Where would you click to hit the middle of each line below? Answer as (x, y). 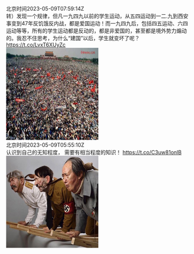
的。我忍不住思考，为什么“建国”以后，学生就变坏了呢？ (73, 38)
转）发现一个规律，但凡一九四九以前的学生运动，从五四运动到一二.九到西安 (97, 16)
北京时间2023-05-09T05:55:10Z (45, 145)
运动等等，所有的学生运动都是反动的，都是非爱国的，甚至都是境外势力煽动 (96, 31)
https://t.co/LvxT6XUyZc (36, 45)
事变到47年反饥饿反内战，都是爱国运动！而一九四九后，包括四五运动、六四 (97, 23)
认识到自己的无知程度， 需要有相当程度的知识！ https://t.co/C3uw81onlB (94, 152)
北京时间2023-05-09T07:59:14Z (45, 9)
